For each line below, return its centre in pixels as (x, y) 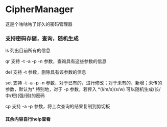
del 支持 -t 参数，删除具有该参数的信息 (46, 72)
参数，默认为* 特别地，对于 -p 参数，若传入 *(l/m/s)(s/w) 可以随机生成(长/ (83, 89)
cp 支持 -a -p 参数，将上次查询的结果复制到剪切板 (58, 106)
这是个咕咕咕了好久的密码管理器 (39, 24)
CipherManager (40, 9)
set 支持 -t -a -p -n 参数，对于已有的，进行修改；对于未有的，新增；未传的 (84, 83)
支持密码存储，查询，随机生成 (42, 38)
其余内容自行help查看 (28, 119)
